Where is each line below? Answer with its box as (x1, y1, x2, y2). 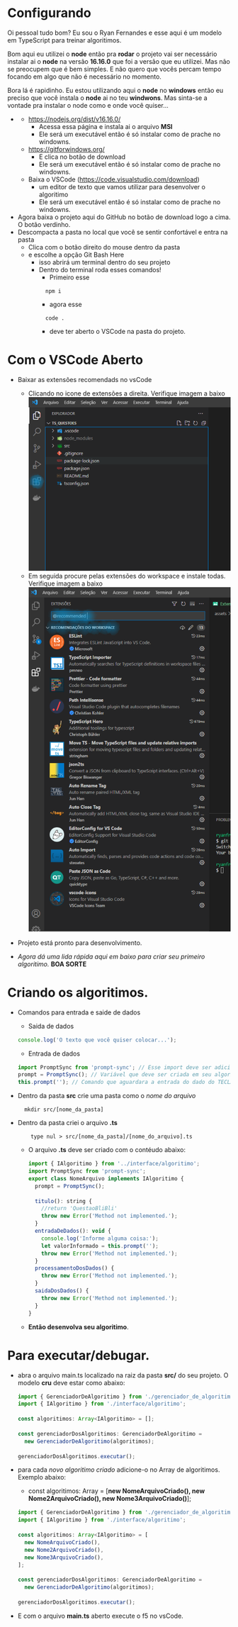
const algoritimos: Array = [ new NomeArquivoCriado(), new (28, 1487, 205, 1495)
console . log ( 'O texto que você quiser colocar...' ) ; (17, 1036, 177, 1044)
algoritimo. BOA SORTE (17, 959, 87, 968)
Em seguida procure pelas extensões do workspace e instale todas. (28, 571, 226, 580)
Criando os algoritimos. (7, 984, 149, 1000)
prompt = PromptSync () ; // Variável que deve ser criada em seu (17, 1071, 212, 1078)
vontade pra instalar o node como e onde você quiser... (7, 101, 169, 109)
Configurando (7, 5, 91, 21)
